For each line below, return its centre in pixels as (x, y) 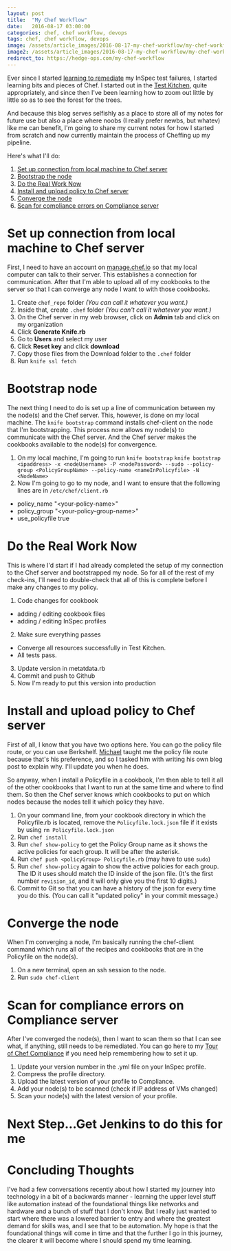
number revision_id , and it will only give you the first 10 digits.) (107, 881)
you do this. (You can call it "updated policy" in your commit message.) (118, 895)
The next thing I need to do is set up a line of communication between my (111, 407)
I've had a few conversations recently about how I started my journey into (111, 1189)
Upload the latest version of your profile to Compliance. (96, 1082)
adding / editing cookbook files (61, 614)
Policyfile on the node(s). (43, 956)
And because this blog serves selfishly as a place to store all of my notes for (115, 113)
